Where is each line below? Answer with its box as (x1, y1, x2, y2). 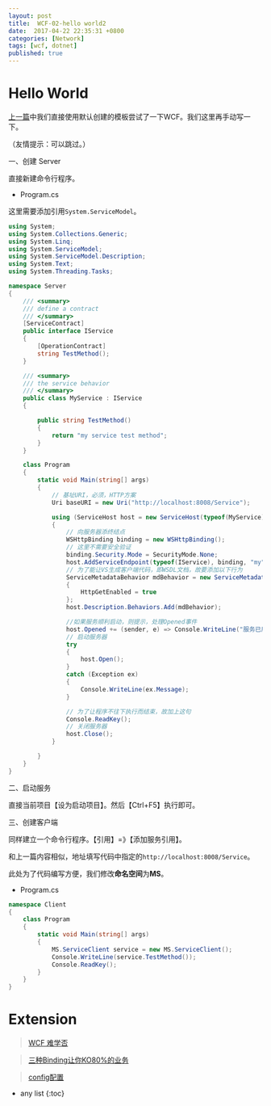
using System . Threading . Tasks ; (8, 267, 114, 275)
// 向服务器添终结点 (65, 528, 126, 536)
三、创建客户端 (8, 817, 58, 826)
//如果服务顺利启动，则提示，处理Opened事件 (65, 618, 198, 626)
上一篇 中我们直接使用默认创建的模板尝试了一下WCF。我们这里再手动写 (8, 111, 244, 121)
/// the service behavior (23, 379, 110, 388)
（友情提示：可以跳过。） (8, 139, 90, 149)
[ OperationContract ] (37, 343, 106, 351)
